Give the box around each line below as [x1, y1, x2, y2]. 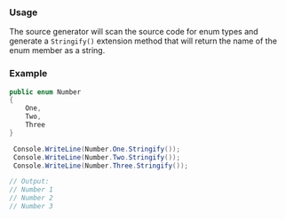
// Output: [9, 177, 50, 186]
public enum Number [9, 87, 82, 97]
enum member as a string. [9, 45, 106, 56]
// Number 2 [9, 193, 53, 203]
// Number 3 [9, 202, 53, 211]
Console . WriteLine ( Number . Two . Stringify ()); [12, 153, 180, 161]
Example [9, 67, 48, 80]
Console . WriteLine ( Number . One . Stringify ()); [12, 145, 180, 153]
